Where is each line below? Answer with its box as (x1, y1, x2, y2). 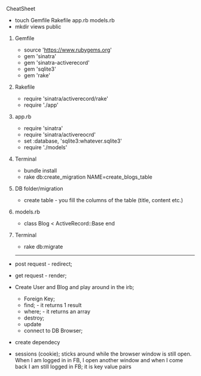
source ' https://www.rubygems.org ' (23, 46, 112, 53)
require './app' (23, 101, 59, 109)
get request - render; (14, 272, 67, 279)
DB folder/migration (14, 185, 64, 192)
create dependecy (14, 339, 60, 345)
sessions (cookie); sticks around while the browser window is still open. (14, 350, 192, 357)
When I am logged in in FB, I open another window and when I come (14, 357, 184, 363)
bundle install (23, 167, 57, 174)
